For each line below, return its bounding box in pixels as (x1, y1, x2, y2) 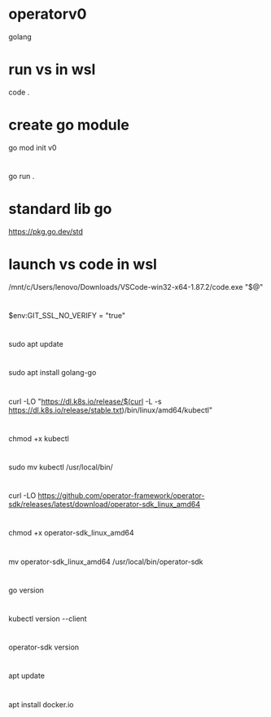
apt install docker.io (8, 699, 74, 709)
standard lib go (8, 200, 112, 218)
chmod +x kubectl (8, 433, 69, 444)
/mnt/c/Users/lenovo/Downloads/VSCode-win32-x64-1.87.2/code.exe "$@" (8, 282, 264, 291)
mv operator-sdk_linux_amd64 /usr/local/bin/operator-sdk (8, 557, 203, 566)
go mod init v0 (8, 142, 57, 152)
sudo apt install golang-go (8, 368, 97, 378)
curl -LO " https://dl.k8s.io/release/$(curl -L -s (8, 396, 162, 406)
